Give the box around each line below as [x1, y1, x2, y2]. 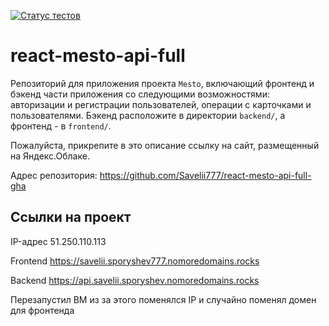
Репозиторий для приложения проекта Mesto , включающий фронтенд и [10, 77, 315, 89]
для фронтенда [10, 304, 75, 316]
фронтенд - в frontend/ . [10, 120, 112, 132]
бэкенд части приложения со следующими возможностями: [10, 88, 270, 100]
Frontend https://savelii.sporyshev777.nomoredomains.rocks [10, 255, 260, 267]
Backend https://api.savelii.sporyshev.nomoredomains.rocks [10, 274, 260, 286]
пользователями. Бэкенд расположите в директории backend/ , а [10, 109, 286, 121]
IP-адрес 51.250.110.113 [10, 235, 107, 247]
